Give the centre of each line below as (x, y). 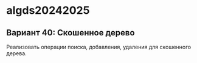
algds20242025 (48, 10)
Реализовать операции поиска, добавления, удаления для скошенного (99, 47)
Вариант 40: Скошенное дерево (71, 33)
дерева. (17, 53)
